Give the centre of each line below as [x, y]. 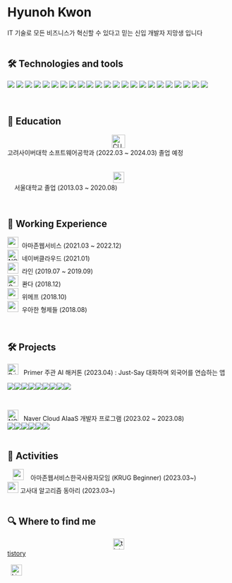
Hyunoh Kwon [49, 12]
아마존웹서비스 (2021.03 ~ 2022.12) [72, 246]
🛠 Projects [32, 347]
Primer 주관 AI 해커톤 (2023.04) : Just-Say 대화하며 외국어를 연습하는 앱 [124, 373]
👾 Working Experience [57, 224]
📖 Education [34, 121]
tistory [17, 553]
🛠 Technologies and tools [65, 64]
